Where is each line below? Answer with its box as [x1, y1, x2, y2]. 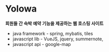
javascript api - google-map [12, 41, 71, 47]
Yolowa [5, 3, 37, 15]
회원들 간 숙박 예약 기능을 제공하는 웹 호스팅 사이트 [5, 20, 104, 26]
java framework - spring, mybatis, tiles [12, 30, 93, 36]
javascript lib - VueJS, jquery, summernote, [12, 36, 103, 42]
